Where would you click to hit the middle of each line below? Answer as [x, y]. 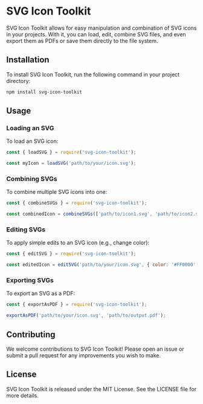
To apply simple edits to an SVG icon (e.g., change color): [78, 243]
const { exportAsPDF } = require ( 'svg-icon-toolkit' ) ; [77, 305]
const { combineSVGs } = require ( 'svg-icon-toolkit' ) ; [77, 203]
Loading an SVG [30, 128]
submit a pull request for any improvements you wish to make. [84, 356]
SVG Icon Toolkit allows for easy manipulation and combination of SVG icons [101, 28]
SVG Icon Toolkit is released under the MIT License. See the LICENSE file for [101, 389]
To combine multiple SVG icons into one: [57, 192]
